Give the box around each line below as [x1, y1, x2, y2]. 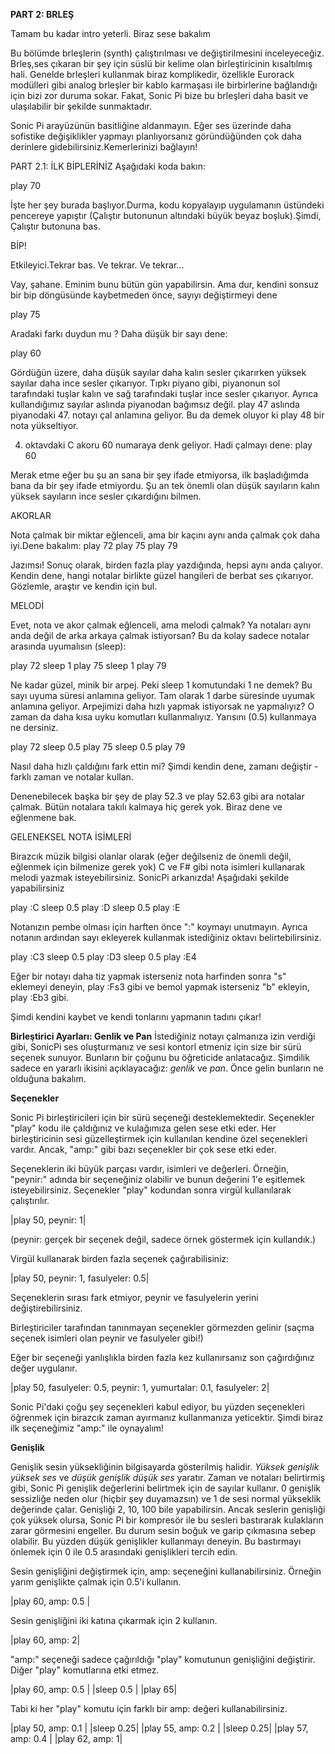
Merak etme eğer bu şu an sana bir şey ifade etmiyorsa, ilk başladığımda [10, 469, 309, 481]
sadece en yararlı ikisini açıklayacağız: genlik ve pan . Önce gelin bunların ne [10, 1062, 324, 1074]
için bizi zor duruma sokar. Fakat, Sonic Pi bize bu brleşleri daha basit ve [10, 90, 309, 101]
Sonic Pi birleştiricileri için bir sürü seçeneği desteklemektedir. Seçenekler [10, 1112, 315, 1123]
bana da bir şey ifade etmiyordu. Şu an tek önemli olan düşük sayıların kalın [10, 480, 320, 491]
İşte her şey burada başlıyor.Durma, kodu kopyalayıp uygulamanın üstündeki [10, 199, 325, 211]
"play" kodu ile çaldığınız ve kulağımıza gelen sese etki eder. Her [10, 1122, 277, 1134]
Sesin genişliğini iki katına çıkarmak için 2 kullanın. [10, 1615, 218, 1626]
